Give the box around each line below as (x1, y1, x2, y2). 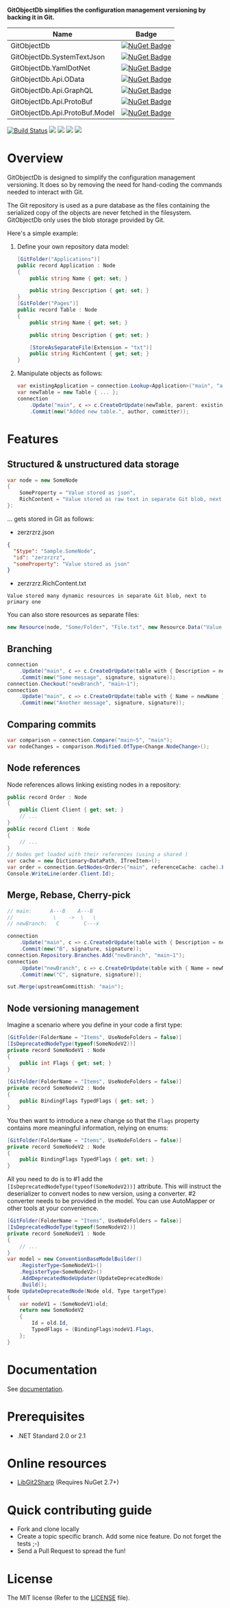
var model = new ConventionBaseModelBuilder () (7, 1255, 142, 1263)
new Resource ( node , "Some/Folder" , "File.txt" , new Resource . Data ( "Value (7, 624, 222, 631)
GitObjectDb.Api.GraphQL (10, 86, 94, 95)
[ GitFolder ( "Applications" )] (16, 256, 101, 263)
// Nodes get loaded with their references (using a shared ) (7, 851, 188, 858)
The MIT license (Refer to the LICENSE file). (7, 1594, 130, 1602)
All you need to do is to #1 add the (7, 1175, 103, 1183)
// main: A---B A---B (7, 907, 94, 915)
